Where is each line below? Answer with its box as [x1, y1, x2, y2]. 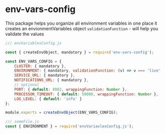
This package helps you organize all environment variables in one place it [5, 20, 157, 26]
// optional [14, 82, 39, 88]
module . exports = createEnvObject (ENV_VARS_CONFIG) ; [5, 110, 118, 115]
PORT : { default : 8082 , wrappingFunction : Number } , [14, 87, 127, 92]
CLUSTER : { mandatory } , [14, 63, 66, 69]
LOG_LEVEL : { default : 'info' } [14, 96, 82, 101]
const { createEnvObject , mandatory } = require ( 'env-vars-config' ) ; [5, 49, 154, 55]
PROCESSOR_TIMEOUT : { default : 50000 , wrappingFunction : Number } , [14, 92, 158, 97]
